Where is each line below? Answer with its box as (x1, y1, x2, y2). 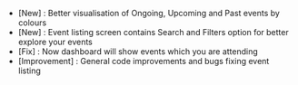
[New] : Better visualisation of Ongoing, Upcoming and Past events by (17, 8, 280, 18)
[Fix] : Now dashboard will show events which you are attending (17, 46, 259, 57)
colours (17, 17, 47, 28)
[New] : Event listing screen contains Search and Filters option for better (17, 27, 289, 37)
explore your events (17, 36, 94, 47)
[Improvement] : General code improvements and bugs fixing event (17, 56, 270, 66)
